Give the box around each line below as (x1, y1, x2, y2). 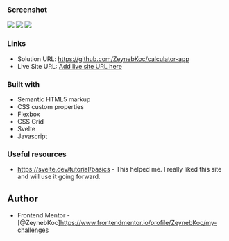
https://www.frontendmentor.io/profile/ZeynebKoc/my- (60, 219, 217, 226)
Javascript (17, 132, 48, 140)
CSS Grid (17, 117, 44, 126)
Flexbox (17, 110, 40, 118)
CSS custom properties (17, 102, 85, 110)
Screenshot (7, 5, 47, 15)
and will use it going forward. (17, 172, 101, 181)
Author (7, 192, 38, 204)
